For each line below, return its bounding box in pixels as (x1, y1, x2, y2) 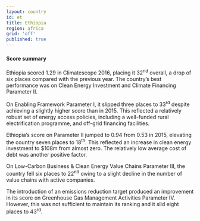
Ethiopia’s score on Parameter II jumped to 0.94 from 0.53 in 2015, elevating (6, 131, 192, 138)
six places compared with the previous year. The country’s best (6, 75, 162, 82)
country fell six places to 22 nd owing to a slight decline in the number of (6, 169, 183, 177)
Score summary (6, 55, 46, 62)
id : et (6, 14, 23, 20)
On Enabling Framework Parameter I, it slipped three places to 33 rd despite (6, 99, 190, 108)
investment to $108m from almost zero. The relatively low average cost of (6, 145, 187, 152)
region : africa (6, 25, 44, 32)
